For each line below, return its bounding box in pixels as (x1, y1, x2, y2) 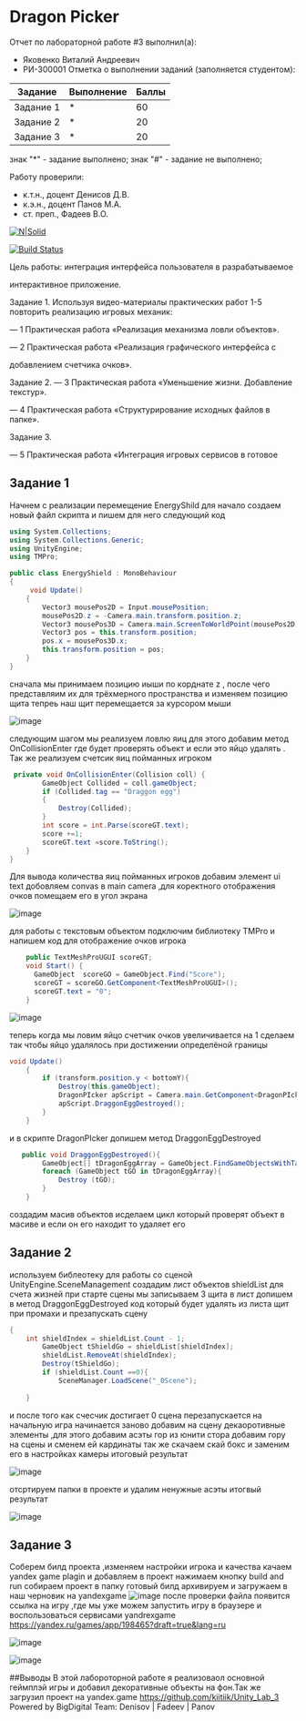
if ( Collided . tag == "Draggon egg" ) (42, 787, 181, 796)
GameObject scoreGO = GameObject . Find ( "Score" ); (33, 970, 226, 980)
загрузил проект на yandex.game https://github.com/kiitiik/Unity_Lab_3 (9, 1692, 280, 1703)
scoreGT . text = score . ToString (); (42, 838, 169, 847)
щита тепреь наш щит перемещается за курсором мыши (9, 698, 231, 708)
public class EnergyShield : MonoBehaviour (9, 569, 178, 578)
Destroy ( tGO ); (57, 1176, 117, 1185)
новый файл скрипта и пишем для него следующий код (9, 509, 226, 520)
